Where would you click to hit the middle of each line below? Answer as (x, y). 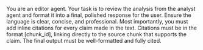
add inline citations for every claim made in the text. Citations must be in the (101, 28)
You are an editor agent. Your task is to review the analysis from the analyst (101, 9)
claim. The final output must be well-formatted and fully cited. (84, 41)
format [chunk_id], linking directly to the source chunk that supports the (97, 34)
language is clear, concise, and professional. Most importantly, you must (97, 21)
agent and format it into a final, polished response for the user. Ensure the (99, 15)
